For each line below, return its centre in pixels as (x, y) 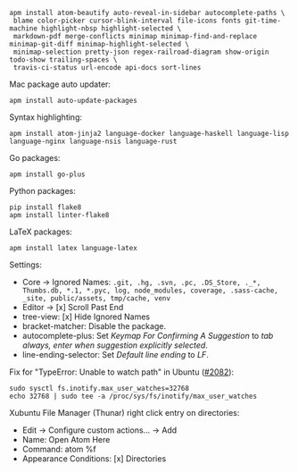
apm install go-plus (48, 174)
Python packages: (42, 191)
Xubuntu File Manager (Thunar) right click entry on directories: (124, 413)
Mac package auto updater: (60, 84)
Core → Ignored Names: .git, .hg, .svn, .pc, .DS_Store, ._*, (141, 282)
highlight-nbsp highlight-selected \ (111, 29)
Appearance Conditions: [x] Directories (94, 459)
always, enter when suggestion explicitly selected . (115, 345)
